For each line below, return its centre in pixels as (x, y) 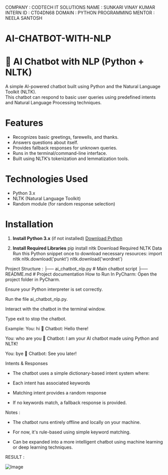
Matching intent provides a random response (59, 392)
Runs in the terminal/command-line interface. (60, 153)
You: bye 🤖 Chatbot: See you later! (41, 353)
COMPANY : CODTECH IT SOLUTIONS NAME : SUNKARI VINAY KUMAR (80, 7)
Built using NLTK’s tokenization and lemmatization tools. (71, 159)
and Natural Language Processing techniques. (54, 103)
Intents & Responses (27, 363)
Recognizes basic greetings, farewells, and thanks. (66, 137)
